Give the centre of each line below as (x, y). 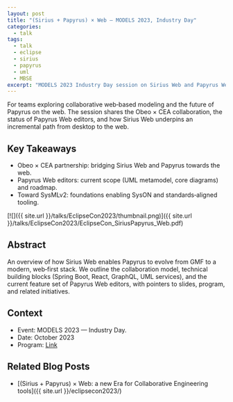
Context (25, 313)
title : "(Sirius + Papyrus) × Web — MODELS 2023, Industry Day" (102, 20)
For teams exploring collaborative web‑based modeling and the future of (111, 104)
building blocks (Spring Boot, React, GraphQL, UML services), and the (107, 276)
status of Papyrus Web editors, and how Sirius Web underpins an (100, 120)
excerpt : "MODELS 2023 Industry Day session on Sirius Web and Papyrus (113, 85)
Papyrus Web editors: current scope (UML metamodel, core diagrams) (118, 180)
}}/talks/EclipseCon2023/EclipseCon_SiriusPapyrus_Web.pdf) (95, 223)
